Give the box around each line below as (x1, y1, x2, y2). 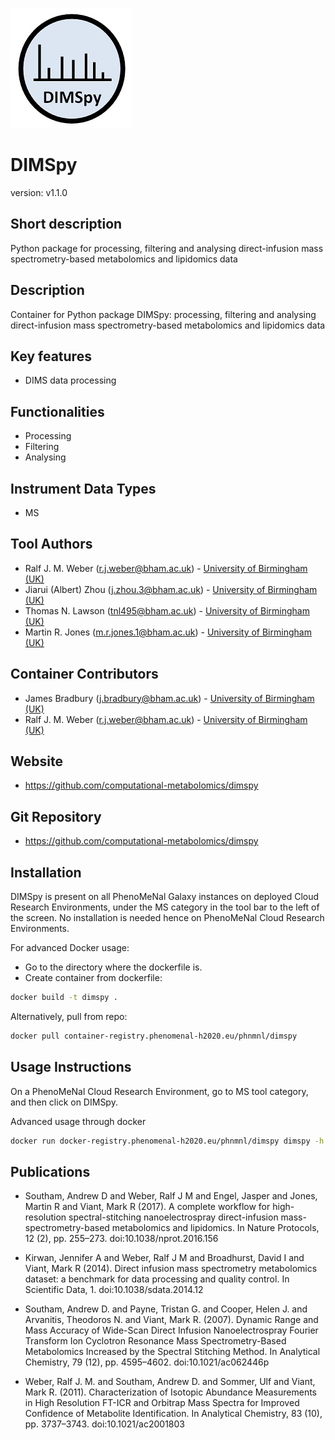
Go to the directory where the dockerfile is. (24, 961, 203, 973)
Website (10, 753, 63, 770)
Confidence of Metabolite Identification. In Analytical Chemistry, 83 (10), (24, 1408, 323, 1420)
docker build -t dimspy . (10, 993, 118, 1003)
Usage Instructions (10, 1059, 132, 1076)
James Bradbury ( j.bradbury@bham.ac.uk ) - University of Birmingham (24, 692, 315, 704)
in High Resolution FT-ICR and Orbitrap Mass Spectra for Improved (24, 1397, 300, 1409)
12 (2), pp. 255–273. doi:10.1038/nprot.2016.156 (24, 1233, 219, 1245)
